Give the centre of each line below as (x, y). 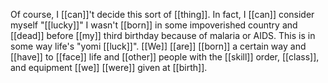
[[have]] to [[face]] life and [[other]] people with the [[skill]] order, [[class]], (165, 57)
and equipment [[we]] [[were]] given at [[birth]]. (109, 67)
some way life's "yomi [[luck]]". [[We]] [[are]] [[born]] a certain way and (158, 46)
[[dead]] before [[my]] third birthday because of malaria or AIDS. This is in (163, 35)
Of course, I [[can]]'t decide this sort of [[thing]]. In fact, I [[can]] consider (162, 14)
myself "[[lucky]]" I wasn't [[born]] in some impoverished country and (154, 25)
